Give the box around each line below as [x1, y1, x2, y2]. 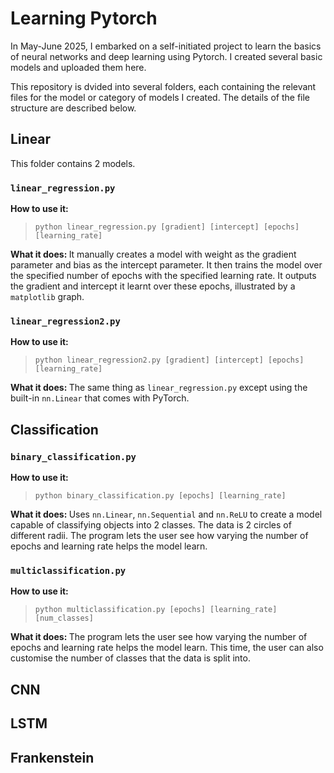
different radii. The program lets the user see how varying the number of [10, 530, 309, 542]
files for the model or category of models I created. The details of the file [10, 91, 311, 103]
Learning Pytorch [10, 7, 158, 30]
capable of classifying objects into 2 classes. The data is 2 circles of [10, 519, 292, 531]
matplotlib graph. [10, 291, 85, 303]
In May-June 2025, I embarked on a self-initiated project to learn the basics [10, 40, 322, 52]
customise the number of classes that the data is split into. [10, 652, 251, 664]
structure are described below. [10, 102, 137, 114]
